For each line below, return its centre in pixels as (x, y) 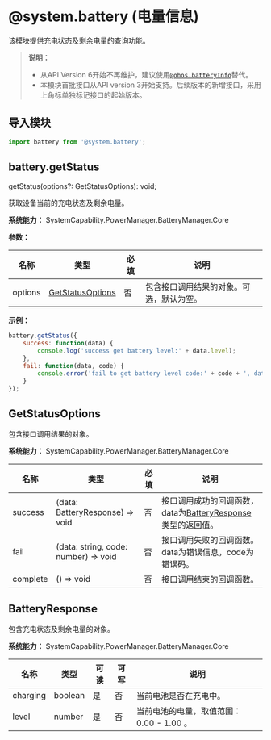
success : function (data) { (68, 344)
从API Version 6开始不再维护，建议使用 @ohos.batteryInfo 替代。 (146, 74)
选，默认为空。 (173, 299)
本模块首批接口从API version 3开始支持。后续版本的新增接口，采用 (150, 85)
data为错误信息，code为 (207, 552)
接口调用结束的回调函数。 (210, 579)
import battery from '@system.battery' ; (77, 142)
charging (29, 696)
